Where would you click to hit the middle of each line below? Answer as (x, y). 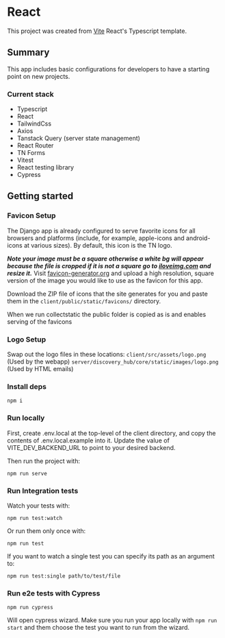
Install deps (27, 386)
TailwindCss (34, 123)
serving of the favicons (40, 321)
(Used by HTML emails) (40, 369)
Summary (28, 52)
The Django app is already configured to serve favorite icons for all (102, 231)
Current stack (30, 94)
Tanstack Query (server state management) (78, 139)
